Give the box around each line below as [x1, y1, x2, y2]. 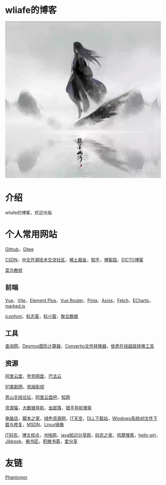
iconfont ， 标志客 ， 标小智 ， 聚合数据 [5, 313, 79, 319]
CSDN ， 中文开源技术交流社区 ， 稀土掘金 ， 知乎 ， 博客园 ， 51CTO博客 [5, 257, 144, 263]
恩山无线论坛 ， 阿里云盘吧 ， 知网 [5, 394, 70, 400]
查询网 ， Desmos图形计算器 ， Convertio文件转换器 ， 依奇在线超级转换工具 [5, 343, 155, 349]
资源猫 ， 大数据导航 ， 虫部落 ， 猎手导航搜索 [5, 405, 92, 411]
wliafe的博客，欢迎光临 [5, 209, 52, 215]
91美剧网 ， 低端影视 [5, 384, 44, 390]
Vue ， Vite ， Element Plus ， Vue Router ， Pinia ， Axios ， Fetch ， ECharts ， [5, 297, 154, 303]
